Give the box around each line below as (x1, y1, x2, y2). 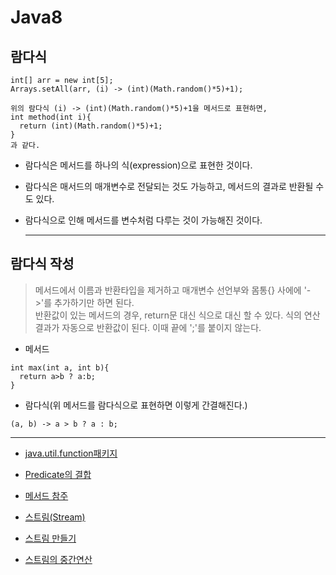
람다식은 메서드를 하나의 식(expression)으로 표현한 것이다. (24, 159, 253, 171)
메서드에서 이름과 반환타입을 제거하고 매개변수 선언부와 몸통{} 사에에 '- (34, 284, 312, 296)
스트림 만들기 (24, 532, 77, 544)
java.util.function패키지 (24, 447, 118, 459)
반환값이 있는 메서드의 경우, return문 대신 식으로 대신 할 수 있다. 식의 (34, 309, 302, 321)
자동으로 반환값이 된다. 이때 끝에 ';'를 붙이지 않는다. (61, 321, 262, 333)
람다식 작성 (10, 256, 75, 273)
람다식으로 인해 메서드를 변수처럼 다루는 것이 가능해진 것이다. (24, 214, 263, 226)
